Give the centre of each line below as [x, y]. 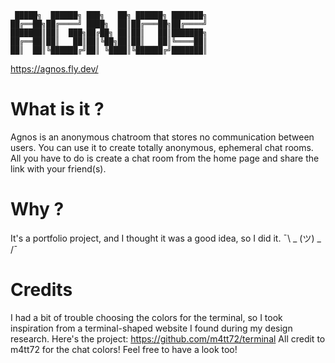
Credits [41, 290]
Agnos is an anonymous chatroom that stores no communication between [162, 137]
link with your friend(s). [58, 168]
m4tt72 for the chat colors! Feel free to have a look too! [124, 349]
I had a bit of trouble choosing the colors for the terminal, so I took [146, 317]
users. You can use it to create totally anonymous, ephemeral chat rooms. [162, 147]
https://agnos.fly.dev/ [54, 69]
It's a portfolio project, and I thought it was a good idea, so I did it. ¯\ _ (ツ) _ [166, 238]
